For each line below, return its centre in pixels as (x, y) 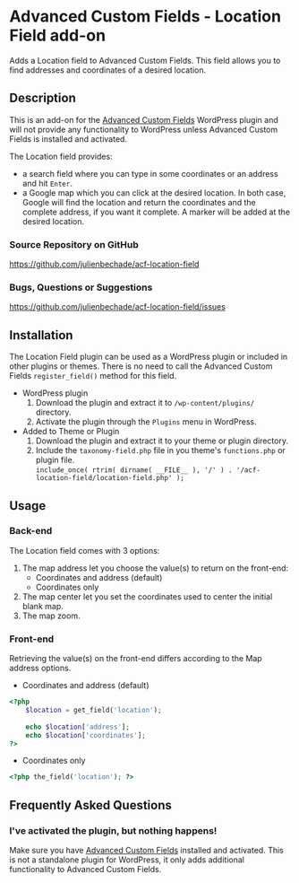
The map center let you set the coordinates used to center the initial (147, 596)
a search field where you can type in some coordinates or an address (150, 173)
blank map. (43, 606)
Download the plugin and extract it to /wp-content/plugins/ (145, 403)
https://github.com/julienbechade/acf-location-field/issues (118, 307)
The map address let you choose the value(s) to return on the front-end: (155, 568)
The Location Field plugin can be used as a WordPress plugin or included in (149, 357)
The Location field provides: (61, 156)
